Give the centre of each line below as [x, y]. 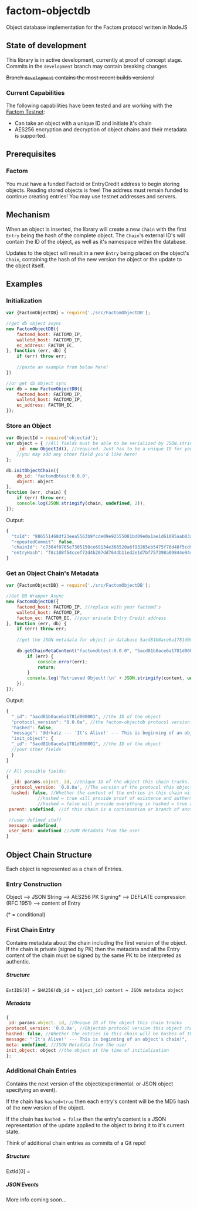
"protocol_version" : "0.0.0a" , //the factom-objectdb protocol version [101, 722]
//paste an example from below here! [63, 367]
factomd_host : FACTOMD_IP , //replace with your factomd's [89, 607]
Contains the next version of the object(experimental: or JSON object [90, 1084]
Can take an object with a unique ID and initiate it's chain [83, 123]
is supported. [30, 136]
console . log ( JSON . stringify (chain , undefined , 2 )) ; [81, 504]
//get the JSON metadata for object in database [77, 640]
